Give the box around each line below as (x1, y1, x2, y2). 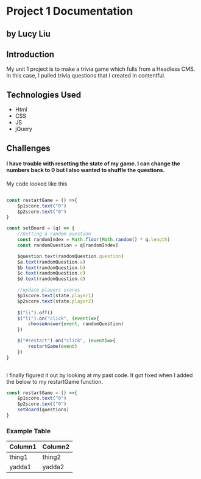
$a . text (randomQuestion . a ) (17, 259, 86, 265)
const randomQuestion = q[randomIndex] (17, 242, 119, 248)
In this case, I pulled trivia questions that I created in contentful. (6, 72, 166, 79)
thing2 (42, 453, 62, 461)
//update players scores (17, 287, 80, 294)
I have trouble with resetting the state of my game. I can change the (6, 160, 181, 167)
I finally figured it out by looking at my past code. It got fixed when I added (6, 371, 193, 379)
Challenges (6, 143, 51, 153)
